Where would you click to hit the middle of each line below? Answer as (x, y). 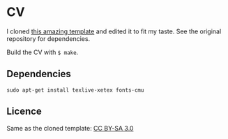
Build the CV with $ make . (43, 52)
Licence (24, 112)
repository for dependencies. (48, 38)
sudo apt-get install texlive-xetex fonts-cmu (75, 90)
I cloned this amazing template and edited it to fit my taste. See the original (114, 31)
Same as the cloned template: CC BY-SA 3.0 (70, 128)
